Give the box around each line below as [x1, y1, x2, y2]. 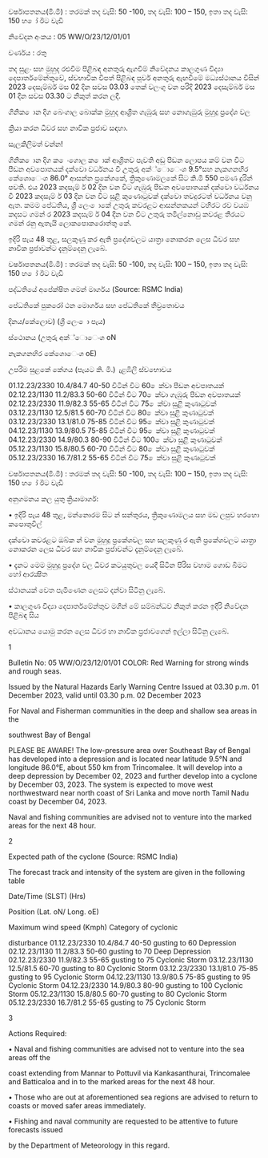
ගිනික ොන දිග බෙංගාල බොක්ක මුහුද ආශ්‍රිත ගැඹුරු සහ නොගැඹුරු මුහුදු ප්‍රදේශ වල [8, 107, 250, 116]
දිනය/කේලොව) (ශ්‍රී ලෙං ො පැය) [8, 317, 106, 326]
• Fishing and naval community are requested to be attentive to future [8, 1116, 238, 1126]
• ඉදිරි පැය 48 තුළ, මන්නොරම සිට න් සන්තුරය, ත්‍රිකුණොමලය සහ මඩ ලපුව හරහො [8, 510, 260, 520]
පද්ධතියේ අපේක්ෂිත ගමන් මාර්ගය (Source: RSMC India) [8, 285, 183, 294]
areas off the [8, 1053, 50, 1062]
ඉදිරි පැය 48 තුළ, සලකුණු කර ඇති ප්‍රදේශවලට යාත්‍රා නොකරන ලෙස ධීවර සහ [8, 234, 240, 244]
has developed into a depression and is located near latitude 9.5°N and [8, 754, 242, 763]
